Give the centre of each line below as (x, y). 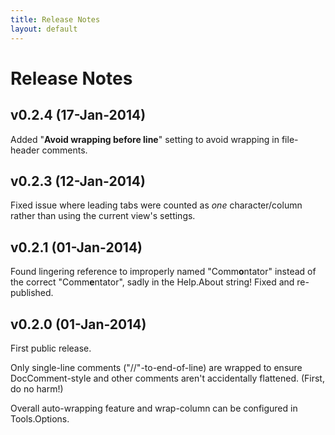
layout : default (44, 29)
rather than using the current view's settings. (103, 216)
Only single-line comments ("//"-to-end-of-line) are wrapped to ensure (156, 367)
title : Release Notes (55, 19)
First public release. (51, 348)
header (25, 150)
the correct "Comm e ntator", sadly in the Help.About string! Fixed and (152, 282)
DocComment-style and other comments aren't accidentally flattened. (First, (167, 378)
